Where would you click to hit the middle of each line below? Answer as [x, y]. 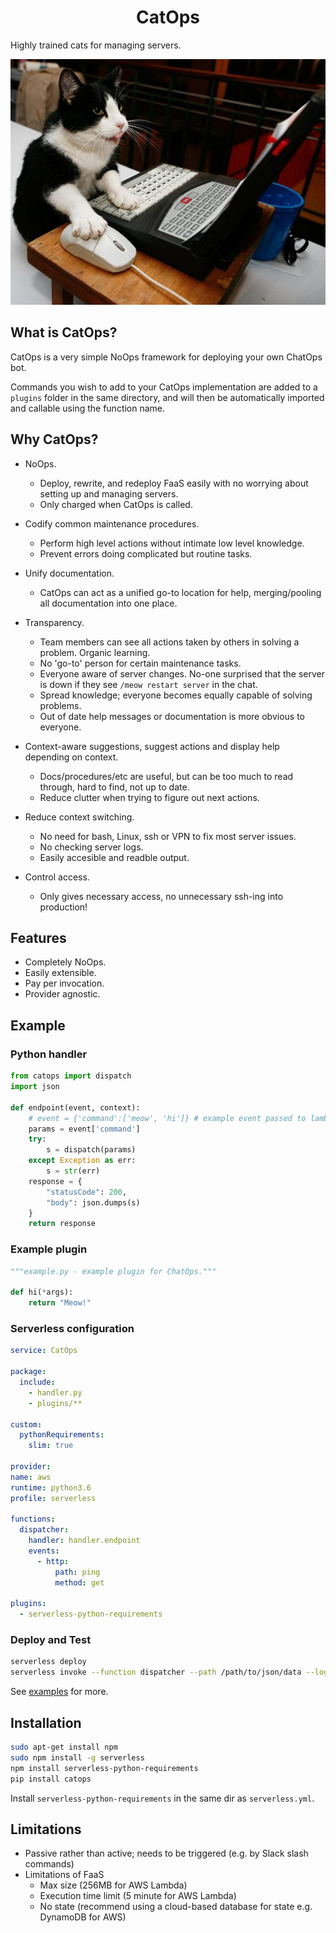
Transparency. [54, 622]
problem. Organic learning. [95, 652]
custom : [26, 1424]
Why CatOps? [54, 439]
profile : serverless [53, 1498]
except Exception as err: [82, 1161]
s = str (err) [73, 1171]
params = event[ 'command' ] [84, 1129]
